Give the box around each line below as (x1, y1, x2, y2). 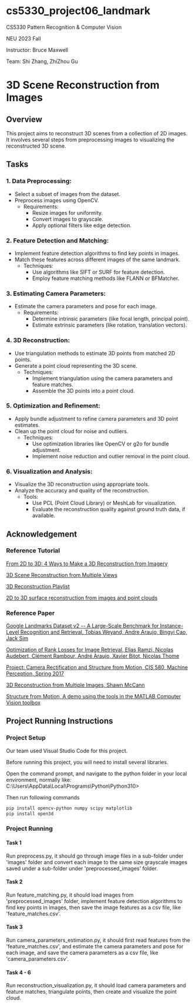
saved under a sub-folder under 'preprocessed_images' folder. (6, 865, 158, 872)
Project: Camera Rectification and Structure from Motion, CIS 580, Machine (6, 664, 188, 671)
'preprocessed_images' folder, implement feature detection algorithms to (6, 897, 183, 904)
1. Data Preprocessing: (6, 177, 72, 185)
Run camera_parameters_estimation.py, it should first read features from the (6, 937, 191, 944)
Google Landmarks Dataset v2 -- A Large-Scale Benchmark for (6, 622, 159, 629)
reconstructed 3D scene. (6, 142, 66, 149)
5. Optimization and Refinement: (6, 402, 101, 410)
